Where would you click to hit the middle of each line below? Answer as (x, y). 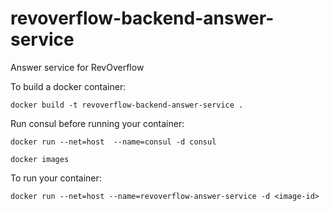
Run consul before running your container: (97, 123)
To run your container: (56, 178)
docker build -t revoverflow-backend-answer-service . (127, 105)
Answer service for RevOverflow (77, 67)
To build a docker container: (68, 86)
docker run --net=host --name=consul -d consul (113, 142)
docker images (40, 159)
